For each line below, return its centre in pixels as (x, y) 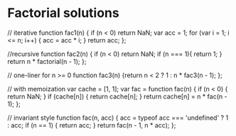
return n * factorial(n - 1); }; (47, 61)
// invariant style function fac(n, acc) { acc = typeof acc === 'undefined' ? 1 (118, 118)
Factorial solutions (63, 13)
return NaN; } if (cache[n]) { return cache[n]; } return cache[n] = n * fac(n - (117, 96)
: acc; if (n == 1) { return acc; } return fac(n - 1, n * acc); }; (92, 125)
